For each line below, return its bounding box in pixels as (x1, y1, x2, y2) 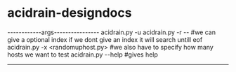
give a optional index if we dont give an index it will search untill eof (7, 35, 203, 43)
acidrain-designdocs (7, 5, 132, 21)
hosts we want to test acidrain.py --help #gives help (7, 50, 158, 59)
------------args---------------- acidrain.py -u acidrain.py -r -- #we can (7, 28, 216, 36)
